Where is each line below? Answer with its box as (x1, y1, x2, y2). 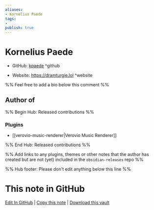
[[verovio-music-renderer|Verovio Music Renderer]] (12, 132, 117, 138)
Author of (5, 96, 35, 105)
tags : (5, 16, 16, 21)
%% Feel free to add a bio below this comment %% (5, 82, 109, 88)
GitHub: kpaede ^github (12, 63, 60, 69)
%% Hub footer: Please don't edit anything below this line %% (5, 166, 131, 172)
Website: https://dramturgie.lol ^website (12, 72, 93, 79)
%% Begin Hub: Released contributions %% (5, 109, 94, 115)
